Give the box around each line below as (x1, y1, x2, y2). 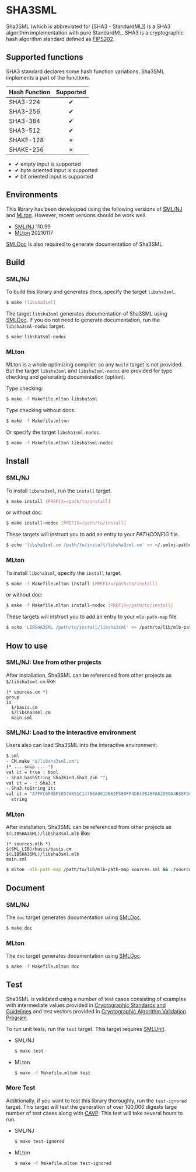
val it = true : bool (6, 769, 59, 775)
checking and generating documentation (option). (6, 373, 125, 381)
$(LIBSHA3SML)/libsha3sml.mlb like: (6, 830, 90, 837)
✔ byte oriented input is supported (14, 166, 98, 173)
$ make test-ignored (14, 1138, 65, 1144)
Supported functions (6, 52, 83, 62)
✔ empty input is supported (14, 160, 81, 167)
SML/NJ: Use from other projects (6, 658, 102, 666)
